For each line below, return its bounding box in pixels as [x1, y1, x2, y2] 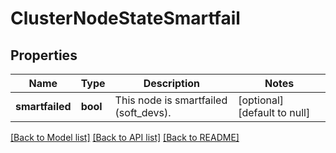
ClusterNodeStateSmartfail [10, 7, 241, 30]
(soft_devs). [114, 106, 172, 119]
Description [143, 77, 201, 90]
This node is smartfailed [114, 93, 228, 107]
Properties [10, 47, 78, 64]
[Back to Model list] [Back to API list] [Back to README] [10, 132, 240, 143]
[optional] [238, 93, 285, 107]
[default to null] [238, 106, 311, 119]
